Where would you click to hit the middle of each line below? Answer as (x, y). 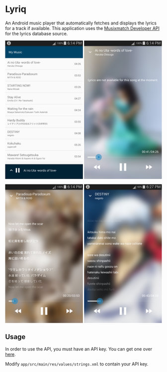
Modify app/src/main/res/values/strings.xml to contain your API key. (77, 364)
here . (10, 354)
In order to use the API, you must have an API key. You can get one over (79, 349)
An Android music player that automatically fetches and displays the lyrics (81, 23)
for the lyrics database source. (37, 33)
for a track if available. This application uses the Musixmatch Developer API (83, 28)
